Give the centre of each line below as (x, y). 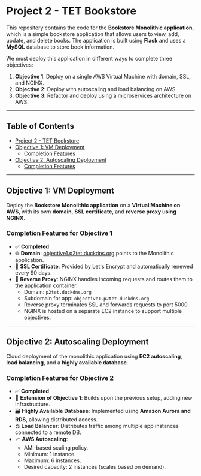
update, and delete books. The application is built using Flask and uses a (96, 40)
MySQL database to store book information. (60, 47)
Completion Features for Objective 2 (60, 378)
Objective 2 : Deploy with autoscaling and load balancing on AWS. (96, 89)
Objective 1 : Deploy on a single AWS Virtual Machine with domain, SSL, (103, 76)
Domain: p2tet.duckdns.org (57, 291)
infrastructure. (33, 404)
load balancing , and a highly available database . (67, 362)
